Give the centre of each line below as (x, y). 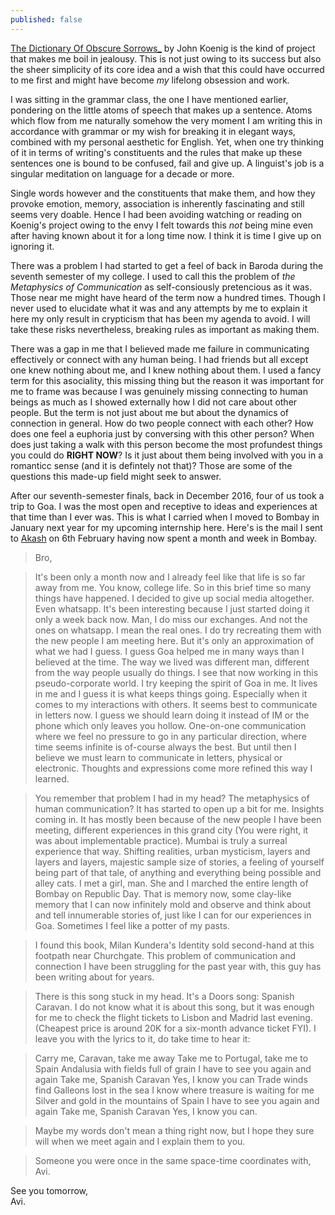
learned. (52, 778)
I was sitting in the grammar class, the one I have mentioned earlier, (149, 99)
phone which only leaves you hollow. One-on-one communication (170, 725)
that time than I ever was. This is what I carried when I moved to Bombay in (165, 517)
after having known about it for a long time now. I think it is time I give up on (166, 235)
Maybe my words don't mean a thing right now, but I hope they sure (174, 1130)
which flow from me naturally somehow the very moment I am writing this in (166, 120)
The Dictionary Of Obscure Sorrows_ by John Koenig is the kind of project (163, 48)
